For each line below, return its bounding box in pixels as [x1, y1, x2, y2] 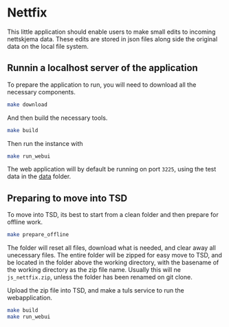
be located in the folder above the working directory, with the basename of [7, 258, 219, 266]
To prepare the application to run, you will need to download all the [7, 81, 197, 89]
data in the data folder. [7, 172, 72, 180]
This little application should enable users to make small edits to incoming [7, 28, 216, 36]
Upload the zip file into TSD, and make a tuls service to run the [7, 286, 184, 295]
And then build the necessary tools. [7, 114, 108, 122]
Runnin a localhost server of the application [7, 62, 198, 74]
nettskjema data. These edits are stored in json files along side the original [7, 34, 218, 43]
